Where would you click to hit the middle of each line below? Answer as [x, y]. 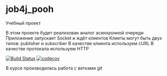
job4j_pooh [30, 9]
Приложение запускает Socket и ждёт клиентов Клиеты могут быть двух [84, 38]
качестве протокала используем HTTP [47, 48]
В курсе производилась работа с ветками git [54, 68]
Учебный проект [23, 23]
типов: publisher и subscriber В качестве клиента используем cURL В [80, 43]
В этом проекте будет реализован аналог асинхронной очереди [75, 32]
